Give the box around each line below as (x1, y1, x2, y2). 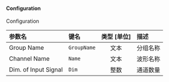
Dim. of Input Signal (9, 66, 63, 74)
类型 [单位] (101, 33, 132, 41)
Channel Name (9, 54, 50, 63)
